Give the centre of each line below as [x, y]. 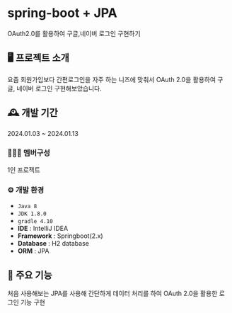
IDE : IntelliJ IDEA [43, 229]
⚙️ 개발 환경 [26, 190]
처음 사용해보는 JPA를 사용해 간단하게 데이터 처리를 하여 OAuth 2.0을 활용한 [112, 293]
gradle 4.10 [35, 222]
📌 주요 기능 [30, 275]
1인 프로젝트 [24, 170]
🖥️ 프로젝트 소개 [38, 58]
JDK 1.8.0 [32, 214]
